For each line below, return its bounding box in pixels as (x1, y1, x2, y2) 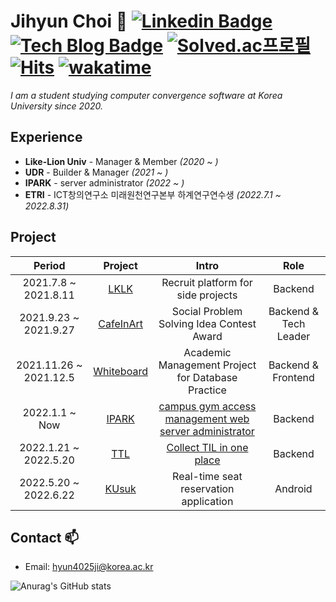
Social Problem (171, 304, 243, 318)
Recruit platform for (161, 275, 253, 289)
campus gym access (158, 399, 257, 413)
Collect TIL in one (166, 440, 249, 454)
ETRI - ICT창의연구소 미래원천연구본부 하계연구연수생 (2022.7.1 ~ (24, 188, 282, 200)
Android (274, 481, 313, 495)
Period (33, 258, 66, 272)
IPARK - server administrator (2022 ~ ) (24, 176, 185, 189)
